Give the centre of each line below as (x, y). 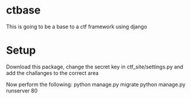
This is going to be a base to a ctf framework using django (77, 27)
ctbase (24, 10)
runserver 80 (22, 90)
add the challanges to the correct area (52, 73)
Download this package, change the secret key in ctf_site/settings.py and (95, 67)
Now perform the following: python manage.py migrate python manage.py (96, 84)
